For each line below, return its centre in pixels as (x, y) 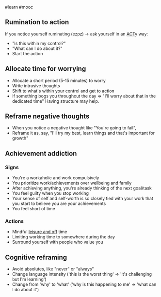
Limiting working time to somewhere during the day (64, 237)
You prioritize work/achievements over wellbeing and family (72, 183)
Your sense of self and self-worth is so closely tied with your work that (83, 199)
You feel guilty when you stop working (50, 193)
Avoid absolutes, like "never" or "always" (53, 269)
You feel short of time (34, 209)
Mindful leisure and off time (40, 232)
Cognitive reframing (36, 257)
